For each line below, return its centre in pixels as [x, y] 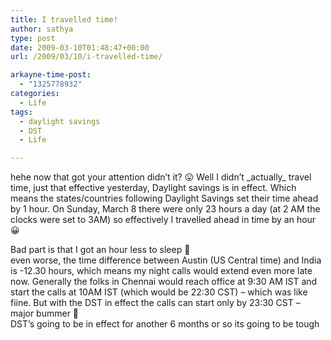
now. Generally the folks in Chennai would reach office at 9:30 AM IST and [164, 282]
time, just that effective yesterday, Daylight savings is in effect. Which [153, 188]
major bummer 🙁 [45, 313]
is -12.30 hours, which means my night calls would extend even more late [161, 271]
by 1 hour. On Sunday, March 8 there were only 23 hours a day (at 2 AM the [165, 209]
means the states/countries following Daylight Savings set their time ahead [164, 198]
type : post [33, 38]
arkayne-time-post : [51, 75]
